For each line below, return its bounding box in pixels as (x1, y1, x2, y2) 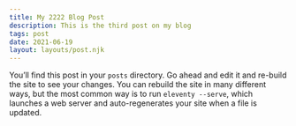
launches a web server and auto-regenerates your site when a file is (9, 98, 258, 108)
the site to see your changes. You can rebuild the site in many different (9, 79, 267, 90)
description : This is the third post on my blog (9, 21, 192, 30)
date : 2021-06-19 (9, 37, 73, 47)
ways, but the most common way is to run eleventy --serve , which (9, 89, 254, 100)
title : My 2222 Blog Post (9, 12, 104, 22)
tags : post (9, 29, 49, 38)
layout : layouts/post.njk (9, 46, 104, 55)
